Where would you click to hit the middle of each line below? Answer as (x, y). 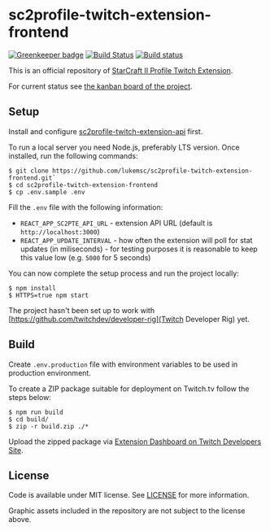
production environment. (50, 372)
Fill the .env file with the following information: (86, 207)
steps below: (30, 397)
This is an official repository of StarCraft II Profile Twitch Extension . (121, 70)
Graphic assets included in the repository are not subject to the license (127, 511)
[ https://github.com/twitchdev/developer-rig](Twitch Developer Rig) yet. (129, 319)
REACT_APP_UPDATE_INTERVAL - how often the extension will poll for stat (136, 240)
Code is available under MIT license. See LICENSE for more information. (129, 495)
